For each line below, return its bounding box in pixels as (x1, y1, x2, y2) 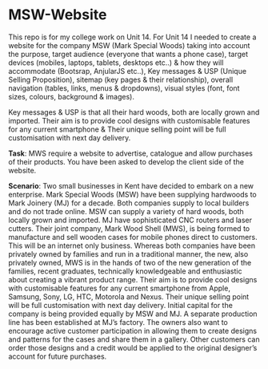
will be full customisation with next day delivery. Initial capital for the (8, 300, 234, 310)
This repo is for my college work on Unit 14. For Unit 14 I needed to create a (8, 32, 257, 42)
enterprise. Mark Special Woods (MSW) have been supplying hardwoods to (8, 189, 258, 199)
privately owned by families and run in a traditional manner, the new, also (8, 249, 249, 258)
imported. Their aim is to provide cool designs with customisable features (8, 116, 250, 125)
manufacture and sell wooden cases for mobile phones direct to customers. (8, 232, 258, 241)
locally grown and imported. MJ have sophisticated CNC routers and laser (8, 215, 253, 225)
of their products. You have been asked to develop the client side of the (8, 156, 244, 166)
